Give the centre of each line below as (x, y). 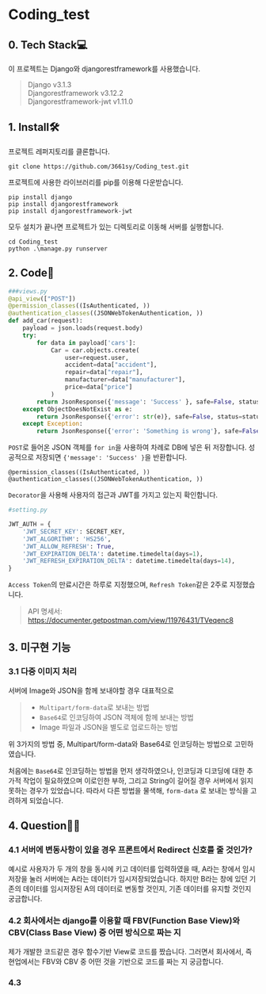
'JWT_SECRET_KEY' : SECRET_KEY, (74, 531)
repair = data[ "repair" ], (104, 373)
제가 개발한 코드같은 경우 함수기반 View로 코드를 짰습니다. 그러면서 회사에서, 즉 (130, 951)
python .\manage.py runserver (58, 248)
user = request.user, (97, 357)
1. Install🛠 (34, 127)
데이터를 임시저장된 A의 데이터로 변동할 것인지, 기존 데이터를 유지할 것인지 (137, 889)
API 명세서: (45, 611)
